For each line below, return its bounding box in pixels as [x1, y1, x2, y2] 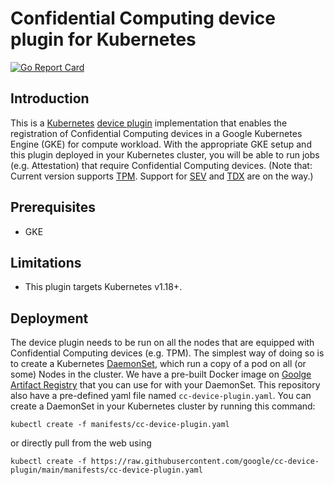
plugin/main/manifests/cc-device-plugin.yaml [10, 465, 203, 476]
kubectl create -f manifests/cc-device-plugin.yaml [10, 420, 230, 430]
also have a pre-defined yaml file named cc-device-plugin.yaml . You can [10, 390, 312, 402]
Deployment [10, 310, 89, 327]
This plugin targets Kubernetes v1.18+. [24, 281, 183, 293]
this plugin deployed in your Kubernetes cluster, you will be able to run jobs [10, 148, 320, 161]
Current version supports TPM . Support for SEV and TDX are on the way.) [10, 170, 314, 182]
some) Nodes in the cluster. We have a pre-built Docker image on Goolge [10, 368, 312, 381]
